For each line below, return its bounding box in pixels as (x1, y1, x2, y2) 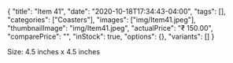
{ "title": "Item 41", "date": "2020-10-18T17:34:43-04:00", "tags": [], (7, 7, 226, 16)
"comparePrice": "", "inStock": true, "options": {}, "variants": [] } (7, 31, 215, 41)
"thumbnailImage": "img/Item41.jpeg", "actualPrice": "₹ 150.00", (7, 24, 213, 32)
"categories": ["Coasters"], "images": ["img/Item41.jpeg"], (7, 15, 196, 24)
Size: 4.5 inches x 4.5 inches (7, 47, 100, 56)
